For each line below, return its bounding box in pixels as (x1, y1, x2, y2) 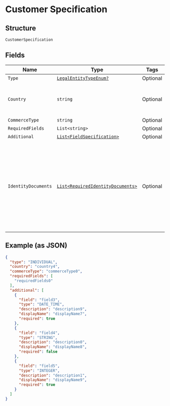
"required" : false (18, 349, 58, 354)
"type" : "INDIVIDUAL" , (10, 259, 58, 265)
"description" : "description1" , (18, 372, 87, 378)
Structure (5, 24, 36, 33)
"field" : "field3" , (18, 297, 60, 302)
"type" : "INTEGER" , (18, 368, 60, 373)
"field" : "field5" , (18, 363, 60, 368)
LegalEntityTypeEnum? (57, 75, 109, 81)
